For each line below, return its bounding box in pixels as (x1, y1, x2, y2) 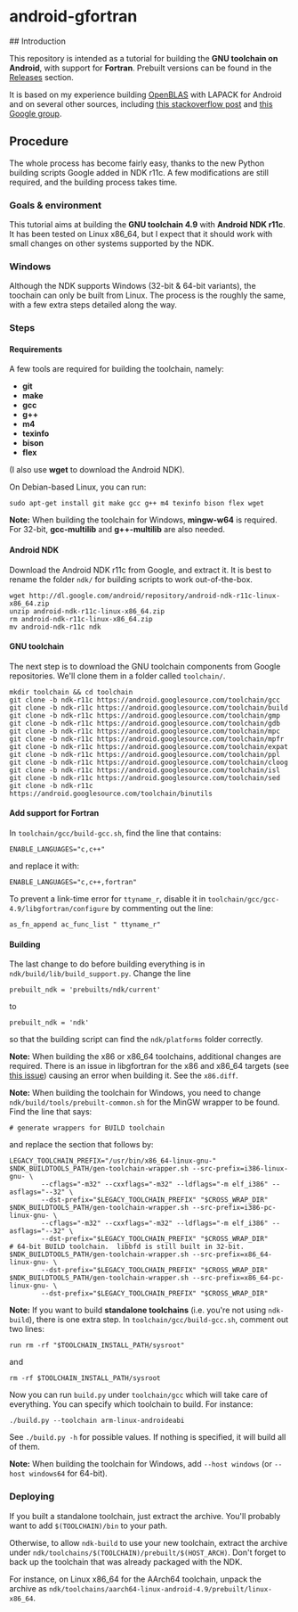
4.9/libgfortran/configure (9, 905, 109, 914)
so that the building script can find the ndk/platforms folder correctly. (9, 1034, 264, 1045)
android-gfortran (9, 6, 138, 27)
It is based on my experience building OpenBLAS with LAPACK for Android (9, 89, 282, 100)
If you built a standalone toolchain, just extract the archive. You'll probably (9, 1510, 281, 1521)
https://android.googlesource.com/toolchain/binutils (9, 789, 213, 798)
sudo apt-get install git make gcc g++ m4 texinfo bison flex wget (9, 499, 265, 508)
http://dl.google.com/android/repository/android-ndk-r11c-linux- (28, 591, 280, 600)
